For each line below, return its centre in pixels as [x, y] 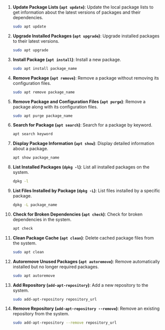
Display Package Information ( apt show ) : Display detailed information [83, 143]
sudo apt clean [28, 252]
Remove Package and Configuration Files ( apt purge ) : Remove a [79, 101]
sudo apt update [29, 27]
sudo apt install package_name [45, 68]
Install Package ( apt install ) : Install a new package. [67, 59]
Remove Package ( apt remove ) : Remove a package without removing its [86, 78]
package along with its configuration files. [55, 107]
